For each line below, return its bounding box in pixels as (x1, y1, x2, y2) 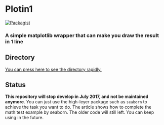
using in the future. (5, 115, 43, 121)
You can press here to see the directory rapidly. (5, 66, 102, 72)
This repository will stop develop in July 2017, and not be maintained (5, 94, 149, 99)
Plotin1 (5, 3, 33, 15)
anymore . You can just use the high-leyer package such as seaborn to (5, 99, 147, 105)
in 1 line (5, 38, 24, 45)
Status (5, 81, 26, 89)
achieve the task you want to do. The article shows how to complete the (5, 104, 152, 110)
